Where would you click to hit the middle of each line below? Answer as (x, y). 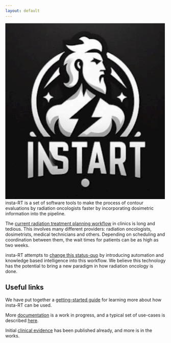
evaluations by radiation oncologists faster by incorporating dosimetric (80, 208)
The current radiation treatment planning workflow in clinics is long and (80, 223)
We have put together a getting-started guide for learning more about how (83, 300)
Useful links (25, 288)
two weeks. (17, 245)
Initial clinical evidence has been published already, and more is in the (79, 330)
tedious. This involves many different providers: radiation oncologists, (79, 229)
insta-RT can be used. (29, 305)
